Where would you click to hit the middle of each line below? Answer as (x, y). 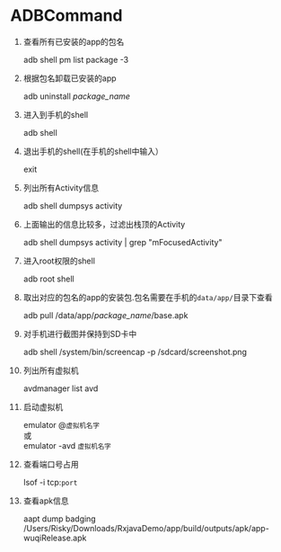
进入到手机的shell (56, 114)
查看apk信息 (46, 501)
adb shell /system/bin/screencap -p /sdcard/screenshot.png (135, 352)
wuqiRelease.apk (55, 538)
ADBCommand (66, 16)
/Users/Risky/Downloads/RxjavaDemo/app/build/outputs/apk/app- (146, 528)
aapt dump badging (60, 519)
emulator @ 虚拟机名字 (61, 424)
